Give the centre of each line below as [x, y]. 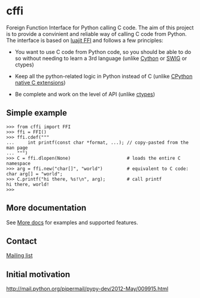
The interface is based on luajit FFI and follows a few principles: [85, 40]
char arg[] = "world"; [34, 174]
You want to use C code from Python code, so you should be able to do [103, 51]
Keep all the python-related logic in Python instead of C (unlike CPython [104, 76]
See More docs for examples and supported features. [72, 222]
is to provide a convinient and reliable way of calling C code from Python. [96, 34]
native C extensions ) [40, 83]
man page [17, 148]
